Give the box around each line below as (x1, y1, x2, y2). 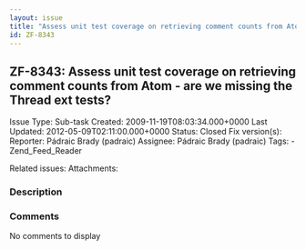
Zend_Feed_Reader (9, 145, 83, 156)
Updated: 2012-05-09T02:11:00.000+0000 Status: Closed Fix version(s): (9, 126, 282, 137)
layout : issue (9, 13, 64, 23)
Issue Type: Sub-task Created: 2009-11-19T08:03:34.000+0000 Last (9, 116, 268, 127)
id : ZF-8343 (9, 30, 55, 39)
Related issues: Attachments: (9, 163, 118, 174)
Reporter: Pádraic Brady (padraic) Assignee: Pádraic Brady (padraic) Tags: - (9, 135, 295, 146)
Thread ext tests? (9, 92, 112, 107)
